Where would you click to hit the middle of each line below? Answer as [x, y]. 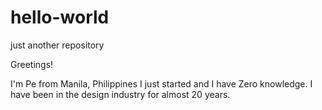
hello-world [60, 17]
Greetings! [32, 64]
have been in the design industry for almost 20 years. [120, 94]
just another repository [57, 45]
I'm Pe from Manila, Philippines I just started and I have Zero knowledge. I [161, 83]
